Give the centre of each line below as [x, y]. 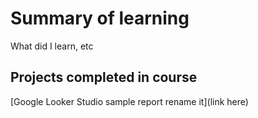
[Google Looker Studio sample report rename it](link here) [129, 101]
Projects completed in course [104, 77]
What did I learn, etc [52, 46]
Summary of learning [100, 18]
